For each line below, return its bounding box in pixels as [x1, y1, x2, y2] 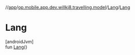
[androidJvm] [5, 38, 34, 44]
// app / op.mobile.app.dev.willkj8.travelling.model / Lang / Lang [5, 5, 130, 10]
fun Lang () [5, 44, 28, 50]
